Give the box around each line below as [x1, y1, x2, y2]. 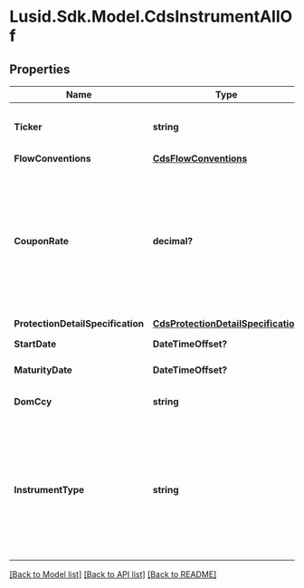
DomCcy [14, 395, 52, 408]
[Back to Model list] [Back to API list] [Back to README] [9, 569, 217, 580]
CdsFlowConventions [152, 152, 248, 165]
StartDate [14, 337, 57, 350]
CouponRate [14, 235, 70, 247]
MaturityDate [14, 364, 72, 376]
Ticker [14, 120, 43, 133]
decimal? [152, 235, 193, 247]
